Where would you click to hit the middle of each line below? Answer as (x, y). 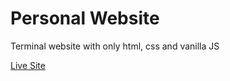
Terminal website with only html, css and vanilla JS (115, 46)
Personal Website (85, 18)
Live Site (28, 65)
